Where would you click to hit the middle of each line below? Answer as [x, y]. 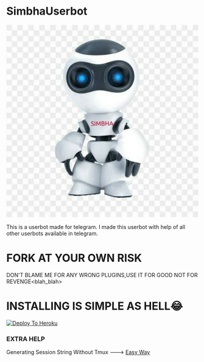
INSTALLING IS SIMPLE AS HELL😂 [95, 306]
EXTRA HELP [26, 339]
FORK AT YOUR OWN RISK [74, 258]
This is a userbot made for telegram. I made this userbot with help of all [96, 226]
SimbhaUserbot [47, 11]
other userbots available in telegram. [52, 233]
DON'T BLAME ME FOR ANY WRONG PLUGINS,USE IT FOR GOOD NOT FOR [102, 275]
